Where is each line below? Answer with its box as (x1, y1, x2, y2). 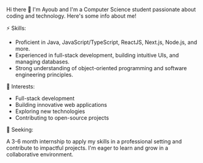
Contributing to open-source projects (15, 114, 109, 121)
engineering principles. (15, 71, 73, 78)
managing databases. (15, 58, 70, 65)
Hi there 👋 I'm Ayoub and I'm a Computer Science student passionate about (6, 6, 196, 13)
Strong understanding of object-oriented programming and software (15, 65, 187, 71)
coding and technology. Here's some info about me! (6, 12, 137, 20)
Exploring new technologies (15, 107, 85, 115)
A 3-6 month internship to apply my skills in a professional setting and (6, 138, 182, 145)
